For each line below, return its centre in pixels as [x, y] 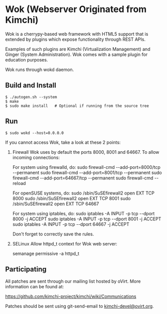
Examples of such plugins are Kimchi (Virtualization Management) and [78, 49]
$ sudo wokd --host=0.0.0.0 [35, 133]
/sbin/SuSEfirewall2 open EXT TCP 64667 [56, 204]
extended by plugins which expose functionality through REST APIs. [75, 39]
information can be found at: [35, 287]
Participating [26, 269]
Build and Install [31, 85]
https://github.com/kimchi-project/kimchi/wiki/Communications [71, 296]
